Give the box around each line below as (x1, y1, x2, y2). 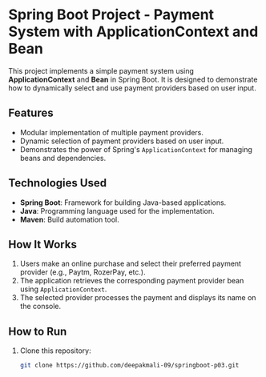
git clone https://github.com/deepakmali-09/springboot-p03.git (19, 362, 240, 370)
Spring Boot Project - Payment (8, 6, 215, 24)
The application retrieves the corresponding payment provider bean (19, 276, 244, 286)
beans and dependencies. (19, 153, 107, 162)
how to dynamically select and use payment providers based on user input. (8, 82, 256, 93)
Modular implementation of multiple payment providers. (19, 127, 204, 137)
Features (8, 106, 54, 120)
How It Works (8, 238, 78, 251)
